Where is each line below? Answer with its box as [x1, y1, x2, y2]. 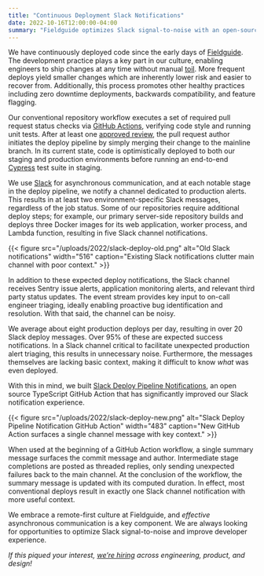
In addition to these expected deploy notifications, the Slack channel [8, 276, 230, 285]
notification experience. [8, 398, 85, 407]
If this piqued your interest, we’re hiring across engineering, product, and [8, 551, 245, 560]
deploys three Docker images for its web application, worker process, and [8, 220, 247, 229]
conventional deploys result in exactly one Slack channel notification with [8, 486, 246, 496]
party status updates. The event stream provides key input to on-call [8, 292, 230, 302]
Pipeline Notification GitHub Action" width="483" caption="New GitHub [8, 421, 240, 431]
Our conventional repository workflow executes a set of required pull [8, 113, 231, 123]
